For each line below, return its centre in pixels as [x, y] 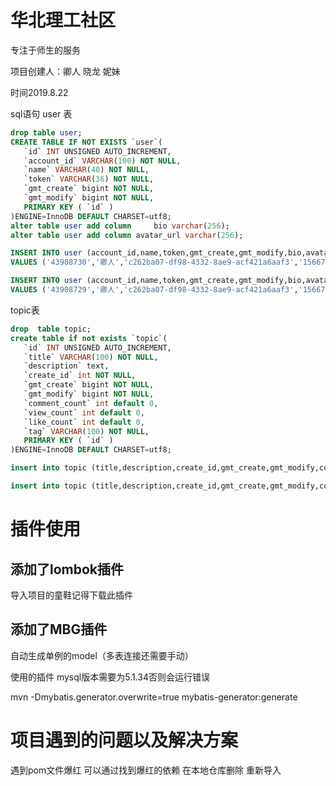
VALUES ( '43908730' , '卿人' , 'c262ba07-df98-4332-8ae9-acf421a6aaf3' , [154, 262]
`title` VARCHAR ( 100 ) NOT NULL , [91, 357]
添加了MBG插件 [59, 629]
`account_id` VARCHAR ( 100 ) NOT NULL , [102, 161]
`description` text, [66, 366]
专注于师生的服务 [45, 50]
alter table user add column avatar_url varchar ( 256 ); [127, 235]
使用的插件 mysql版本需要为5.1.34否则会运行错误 [110, 677]
